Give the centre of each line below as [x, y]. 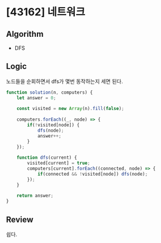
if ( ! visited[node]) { [54, 125]
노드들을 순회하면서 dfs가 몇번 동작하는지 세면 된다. [64, 81]
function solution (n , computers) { [49, 92]
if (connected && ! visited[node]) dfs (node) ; [93, 174]
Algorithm [25, 34]
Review [20, 219]
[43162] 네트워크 [46, 12]
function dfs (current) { [47, 158]
